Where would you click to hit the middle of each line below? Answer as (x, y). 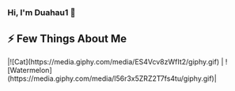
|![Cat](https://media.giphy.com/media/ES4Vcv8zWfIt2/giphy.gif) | (116, 61)
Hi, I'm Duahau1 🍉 (42, 13)
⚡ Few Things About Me (67, 39)
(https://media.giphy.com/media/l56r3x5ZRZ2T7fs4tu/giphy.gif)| (112, 78)
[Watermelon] (30, 70)
